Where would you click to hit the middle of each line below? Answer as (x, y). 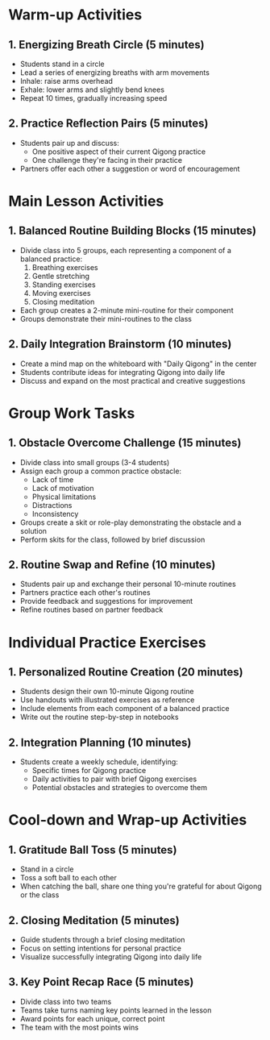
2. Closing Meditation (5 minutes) (94, 920)
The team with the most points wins (79, 1027)
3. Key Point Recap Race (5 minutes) (101, 982)
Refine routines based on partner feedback (91, 609)
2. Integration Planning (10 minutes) (100, 742)
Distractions (52, 505)
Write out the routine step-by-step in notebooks (99, 717)
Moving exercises (61, 293)
